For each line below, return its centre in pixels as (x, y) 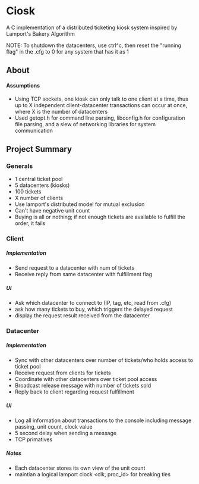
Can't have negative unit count (52, 211)
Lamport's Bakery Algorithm (41, 33)
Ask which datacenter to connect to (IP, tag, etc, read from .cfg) (93, 303)
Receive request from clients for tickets (63, 373)
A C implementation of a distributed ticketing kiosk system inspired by (92, 27)
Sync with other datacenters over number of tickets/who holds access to (104, 360)
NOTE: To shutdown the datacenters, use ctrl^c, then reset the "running (94, 45)
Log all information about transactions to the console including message (103, 420)
